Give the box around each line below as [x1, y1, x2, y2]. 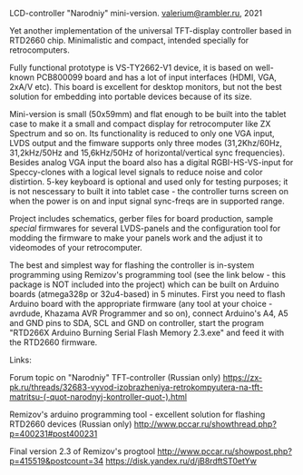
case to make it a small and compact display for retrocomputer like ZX [9, 118, 271, 129]
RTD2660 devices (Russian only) [9, 419, 132, 430]
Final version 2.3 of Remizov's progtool [9, 446, 156, 457]
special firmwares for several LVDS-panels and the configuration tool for [9, 223, 281, 233]
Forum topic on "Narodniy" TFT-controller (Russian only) [9, 372, 221, 382]
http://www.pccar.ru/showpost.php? [157, 446, 293, 457]
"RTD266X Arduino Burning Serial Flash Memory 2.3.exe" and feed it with [9, 327, 285, 338]
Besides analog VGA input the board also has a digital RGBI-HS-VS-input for [9, 157, 294, 167]
